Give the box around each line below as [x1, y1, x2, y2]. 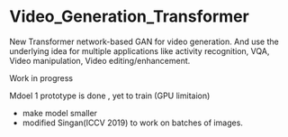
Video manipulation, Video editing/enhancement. [9, 55, 191, 66]
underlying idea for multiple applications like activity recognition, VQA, [9, 45, 270, 56]
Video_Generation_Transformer [9, 6, 249, 27]
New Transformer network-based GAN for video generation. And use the [9, 36, 279, 47]
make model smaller [22, 107, 97, 118]
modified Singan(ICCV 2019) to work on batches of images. [22, 117, 243, 128]
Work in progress [9, 72, 74, 83]
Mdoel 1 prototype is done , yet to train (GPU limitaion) [9, 90, 211, 101]
